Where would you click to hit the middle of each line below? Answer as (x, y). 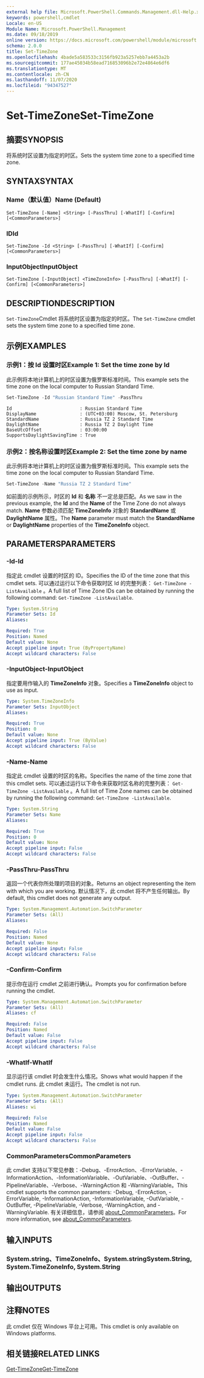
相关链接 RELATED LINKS (53, 1354)
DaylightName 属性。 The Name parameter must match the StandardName (101, 518)
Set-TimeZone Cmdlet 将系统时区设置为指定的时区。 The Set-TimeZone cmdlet (101, 319)
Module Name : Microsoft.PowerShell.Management (66, 29)
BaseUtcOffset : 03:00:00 (57, 430)
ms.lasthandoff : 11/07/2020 (42, 80)
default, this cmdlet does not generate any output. (69, 898)
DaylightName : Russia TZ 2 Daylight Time (80, 424)
